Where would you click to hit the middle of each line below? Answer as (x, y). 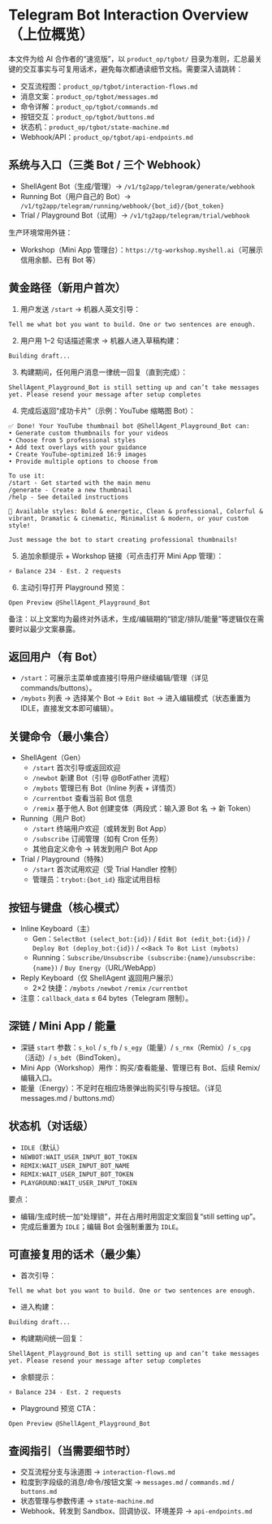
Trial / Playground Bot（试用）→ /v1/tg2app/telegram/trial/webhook (135, 215)
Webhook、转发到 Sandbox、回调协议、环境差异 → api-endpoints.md (136, 1511)
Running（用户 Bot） (55, 819)
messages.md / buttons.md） (69, 1098)
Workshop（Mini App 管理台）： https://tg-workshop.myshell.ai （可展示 (142, 249)
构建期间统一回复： (52, 1339)
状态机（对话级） (51, 1126)
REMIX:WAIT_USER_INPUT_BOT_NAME (75, 1166)
